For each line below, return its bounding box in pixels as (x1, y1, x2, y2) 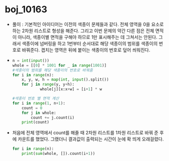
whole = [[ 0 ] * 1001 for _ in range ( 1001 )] (12, 63, 107, 68)
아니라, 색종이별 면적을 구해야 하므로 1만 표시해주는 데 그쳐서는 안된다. (17, 34, 158, 40)
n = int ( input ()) (12, 58, 50, 63)
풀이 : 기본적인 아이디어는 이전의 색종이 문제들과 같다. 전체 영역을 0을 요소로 (12, 21, 164, 27)
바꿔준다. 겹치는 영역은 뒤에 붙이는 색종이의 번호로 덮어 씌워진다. (22, 47, 151, 53)
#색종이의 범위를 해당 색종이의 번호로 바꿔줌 (12, 68, 93, 73)
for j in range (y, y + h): (22, 82, 75, 87)
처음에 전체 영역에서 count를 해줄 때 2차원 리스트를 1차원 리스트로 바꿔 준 (12, 130, 159, 136)
